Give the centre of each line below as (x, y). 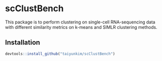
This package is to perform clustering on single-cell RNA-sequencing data (80, 22)
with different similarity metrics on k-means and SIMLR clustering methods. (81, 27)
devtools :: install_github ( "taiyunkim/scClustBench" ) (60, 54)
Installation (23, 43)
